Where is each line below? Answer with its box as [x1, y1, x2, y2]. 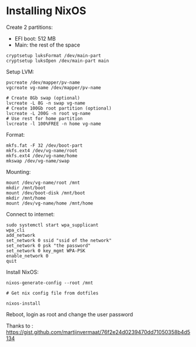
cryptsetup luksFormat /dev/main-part [6, 52, 101, 58]
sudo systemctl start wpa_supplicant [6, 222, 99, 228]
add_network [6, 232, 35, 238]
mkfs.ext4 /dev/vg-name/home [6, 153, 78, 158]
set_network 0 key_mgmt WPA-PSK [6, 247, 85, 254]
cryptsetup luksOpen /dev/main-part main [6, 58, 109, 64]
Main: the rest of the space [14, 41, 81, 48]
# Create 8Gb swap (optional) [6, 95, 81, 101]
